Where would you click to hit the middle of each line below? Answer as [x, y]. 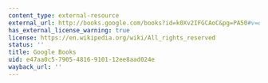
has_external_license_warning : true [69, 30]
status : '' [26, 45]
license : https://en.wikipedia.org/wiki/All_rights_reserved [112, 38]
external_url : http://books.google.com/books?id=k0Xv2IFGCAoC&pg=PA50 [128, 23]
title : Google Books [43, 52]
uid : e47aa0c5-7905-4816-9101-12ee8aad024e [82, 60]
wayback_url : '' [35, 67]
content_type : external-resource [64, 15]
